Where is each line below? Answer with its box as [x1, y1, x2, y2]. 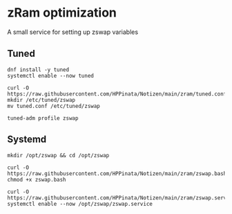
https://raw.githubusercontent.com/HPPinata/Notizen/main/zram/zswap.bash [7, 170, 227, 177]
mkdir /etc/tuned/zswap [7, 96, 76, 103]
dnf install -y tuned [7, 66, 70, 73]
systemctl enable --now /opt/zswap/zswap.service [7, 200, 153, 207]
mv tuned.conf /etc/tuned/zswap [7, 102, 100, 109]
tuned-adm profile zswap [7, 114, 79, 122]
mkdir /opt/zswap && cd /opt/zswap [7, 152, 110, 159]
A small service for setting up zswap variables [7, 28, 139, 36]
